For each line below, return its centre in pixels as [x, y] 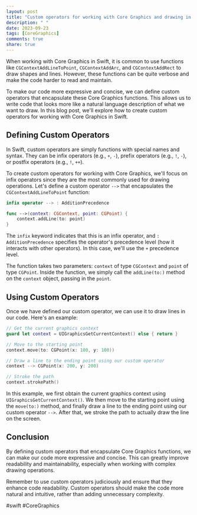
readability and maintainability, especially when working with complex [91, 464]
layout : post [22, 12]
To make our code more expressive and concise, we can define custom [93, 91]
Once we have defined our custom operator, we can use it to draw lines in [96, 311]
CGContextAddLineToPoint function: [48, 192]
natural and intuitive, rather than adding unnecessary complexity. [85, 494]
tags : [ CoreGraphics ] [33, 34]
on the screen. [24, 419]
